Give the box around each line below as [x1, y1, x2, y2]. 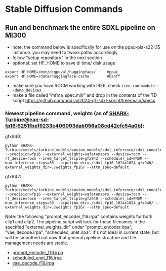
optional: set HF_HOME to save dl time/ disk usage [12, 60, 115, 66]
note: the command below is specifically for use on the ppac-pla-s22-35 [12, 44, 161, 50]
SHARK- [109, 110, 129, 117]
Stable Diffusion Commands [5, 3, 123, 15]
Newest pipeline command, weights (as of [5, 110, 108, 117]
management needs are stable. [5, 240, 68, 246]
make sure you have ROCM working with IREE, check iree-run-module [12, 83, 155, 88]
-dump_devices [12, 88, 41, 93]
